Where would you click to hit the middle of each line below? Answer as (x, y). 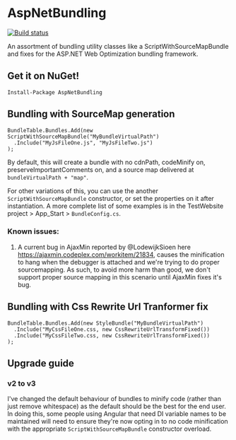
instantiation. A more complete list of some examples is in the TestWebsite (116, 206)
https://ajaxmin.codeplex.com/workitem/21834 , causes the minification (121, 254)
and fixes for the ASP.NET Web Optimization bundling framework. (103, 54)
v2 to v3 (22, 383)
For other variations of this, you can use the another (83, 191)
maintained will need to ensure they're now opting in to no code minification (118, 422)
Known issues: (34, 231)
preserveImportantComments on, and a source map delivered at (101, 169)
